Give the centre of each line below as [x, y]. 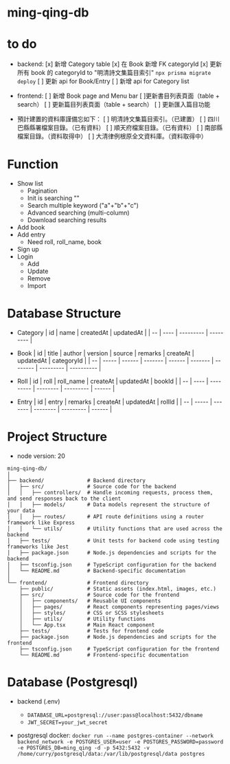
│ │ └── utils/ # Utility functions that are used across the [115, 528]
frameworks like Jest [38, 547]
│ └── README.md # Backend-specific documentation [96, 571]
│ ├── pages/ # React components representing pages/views [119, 607]
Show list [30, 184]
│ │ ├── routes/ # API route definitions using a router [106, 516]
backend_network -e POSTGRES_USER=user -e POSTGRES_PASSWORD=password [120, 742]
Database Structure [64, 314]
